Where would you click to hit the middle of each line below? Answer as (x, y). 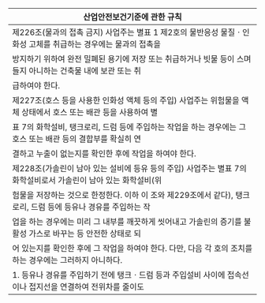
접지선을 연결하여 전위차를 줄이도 (86, 287)
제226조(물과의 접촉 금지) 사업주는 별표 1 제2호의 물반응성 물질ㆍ (127, 32)
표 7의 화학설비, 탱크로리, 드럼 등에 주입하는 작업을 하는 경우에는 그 (129, 127)
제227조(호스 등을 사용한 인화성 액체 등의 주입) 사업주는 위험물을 (126, 100)
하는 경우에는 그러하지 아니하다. (67, 260)
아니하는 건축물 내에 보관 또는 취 (85, 71)
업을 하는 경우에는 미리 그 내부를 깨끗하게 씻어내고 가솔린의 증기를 (127, 222)
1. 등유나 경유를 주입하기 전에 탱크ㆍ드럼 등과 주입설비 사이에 (119, 275)
